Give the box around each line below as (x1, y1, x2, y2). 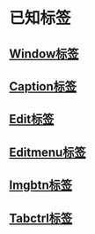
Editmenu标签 (9, 144, 86, 160)
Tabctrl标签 (9, 210, 73, 226)
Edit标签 (9, 112, 55, 127)
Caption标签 (9, 79, 77, 94)
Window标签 (9, 46, 79, 61)
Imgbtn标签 (9, 178, 73, 193)
